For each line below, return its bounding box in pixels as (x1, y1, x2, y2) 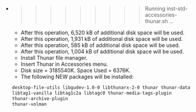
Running (144, 5, 166, 12)
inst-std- (166, 5, 188, 12)
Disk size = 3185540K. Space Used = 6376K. (20, 67, 131, 73)
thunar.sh (144, 18, 168, 24)
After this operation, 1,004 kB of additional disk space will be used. (20, 48, 184, 55)
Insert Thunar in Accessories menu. (20, 60, 109, 68)
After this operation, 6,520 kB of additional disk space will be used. (20, 29, 185, 36)
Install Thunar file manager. (20, 55, 88, 61)
